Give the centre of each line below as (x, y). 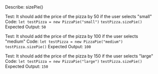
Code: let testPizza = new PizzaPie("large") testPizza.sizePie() (74, 61)
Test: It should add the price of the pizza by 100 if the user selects (72, 36)
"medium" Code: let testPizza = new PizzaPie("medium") (64, 41)
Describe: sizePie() (24, 7)
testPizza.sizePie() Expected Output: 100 (48, 46)
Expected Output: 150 (27, 66)
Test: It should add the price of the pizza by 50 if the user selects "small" (79, 16)
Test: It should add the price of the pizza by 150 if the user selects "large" (79, 56)
